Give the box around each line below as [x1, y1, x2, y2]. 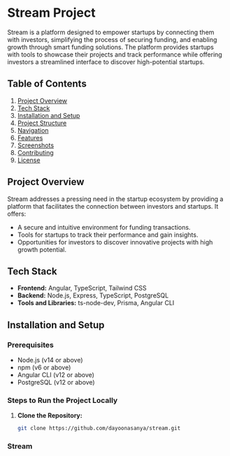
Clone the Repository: [17, 411, 82, 420]
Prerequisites [7, 340, 54, 350]
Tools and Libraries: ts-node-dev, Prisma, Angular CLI [17, 299, 175, 307]
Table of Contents [7, 78, 87, 90]
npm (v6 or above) [17, 363, 71, 372]
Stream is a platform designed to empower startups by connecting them [7, 28, 215, 36]
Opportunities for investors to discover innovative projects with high [17, 237, 213, 246]
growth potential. [17, 245, 66, 253]
